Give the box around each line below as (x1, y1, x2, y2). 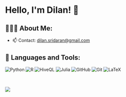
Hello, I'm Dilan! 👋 (5, 4, 79, 16)
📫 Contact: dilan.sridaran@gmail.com (12, 37, 90, 43)
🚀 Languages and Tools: (5, 54, 81, 62)
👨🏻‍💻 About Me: (5, 24, 53, 32)
